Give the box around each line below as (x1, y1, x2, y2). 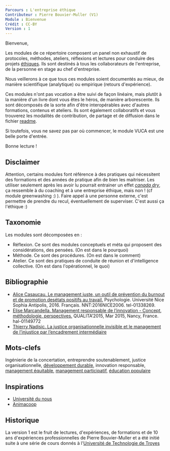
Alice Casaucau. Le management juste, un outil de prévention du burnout (12, 291, 165, 297)
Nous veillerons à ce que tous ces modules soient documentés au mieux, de (5, 76, 164, 82)
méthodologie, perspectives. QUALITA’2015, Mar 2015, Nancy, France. (12, 313, 159, 319)
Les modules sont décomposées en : (5, 232, 82, 238)
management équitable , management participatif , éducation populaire (5, 368, 151, 374)
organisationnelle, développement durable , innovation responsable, (5, 362, 146, 368)
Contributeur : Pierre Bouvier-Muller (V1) (5, 12, 99, 17)
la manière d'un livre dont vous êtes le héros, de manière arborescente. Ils (5, 97, 160, 103)
